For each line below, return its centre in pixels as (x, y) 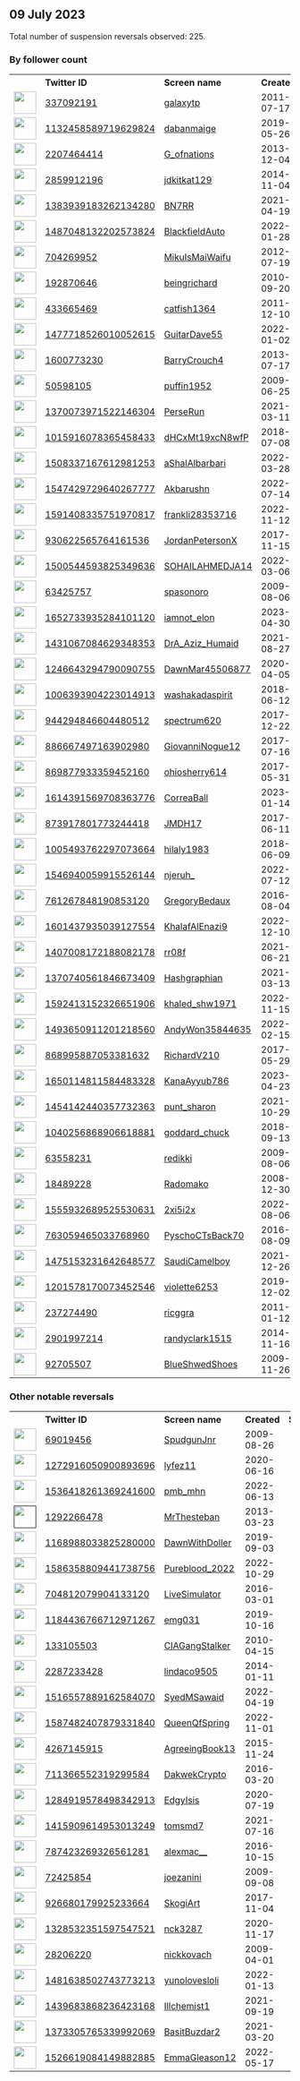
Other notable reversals (62, 1397)
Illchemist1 (187, 2007)
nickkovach (188, 1955)
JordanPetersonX (201, 541)
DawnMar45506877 (208, 669)
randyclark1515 (198, 1339)
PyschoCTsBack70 (204, 1236)
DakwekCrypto (195, 1775)
